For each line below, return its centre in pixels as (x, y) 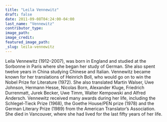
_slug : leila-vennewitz (30, 47)
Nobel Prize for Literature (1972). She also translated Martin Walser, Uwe (80, 82)
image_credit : (20, 38)
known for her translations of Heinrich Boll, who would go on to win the (78, 77)
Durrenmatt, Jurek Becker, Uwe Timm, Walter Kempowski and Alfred (76, 93)
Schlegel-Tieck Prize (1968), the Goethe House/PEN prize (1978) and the (80, 103)
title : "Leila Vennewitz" (32, 10)
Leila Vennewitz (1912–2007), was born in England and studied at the (76, 61)
